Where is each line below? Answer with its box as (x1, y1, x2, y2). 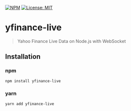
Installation (5, 52, 41, 61)
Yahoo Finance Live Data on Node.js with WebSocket (17, 38, 126, 44)
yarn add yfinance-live (5, 101, 55, 106)
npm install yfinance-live (5, 78, 61, 83)
